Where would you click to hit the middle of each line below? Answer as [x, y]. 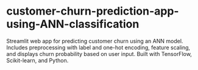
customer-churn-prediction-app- [93, 11]
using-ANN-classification [73, 24]
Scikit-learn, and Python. [37, 60]
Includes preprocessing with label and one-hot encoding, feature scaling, [98, 47]
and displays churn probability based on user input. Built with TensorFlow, [99, 54]
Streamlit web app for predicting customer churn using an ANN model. [95, 41]
